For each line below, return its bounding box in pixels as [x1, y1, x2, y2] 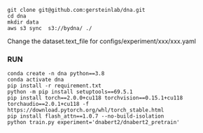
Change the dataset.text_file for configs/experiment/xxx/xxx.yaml [7, 37, 196, 45]
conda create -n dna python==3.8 [7, 70, 105, 77]
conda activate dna [7, 77, 64, 84]
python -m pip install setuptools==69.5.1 [7, 88, 133, 95]
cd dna [7, 13, 27, 19]
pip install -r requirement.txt [7, 82, 101, 90]
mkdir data [7, 19, 39, 26]
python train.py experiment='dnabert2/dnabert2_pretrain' [7, 119, 180, 126]
